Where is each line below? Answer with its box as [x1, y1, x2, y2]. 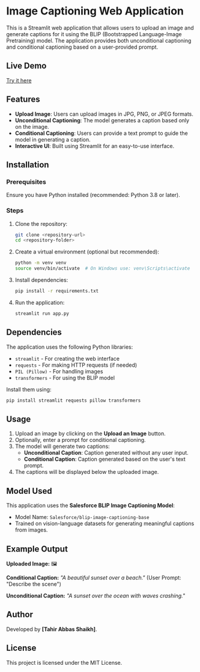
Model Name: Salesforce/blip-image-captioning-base [14, 514, 150, 521]
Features [6, 95, 40, 105]
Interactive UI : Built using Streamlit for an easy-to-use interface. [14, 142, 175, 149]
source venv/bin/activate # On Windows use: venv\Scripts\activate [14, 266, 190, 272]
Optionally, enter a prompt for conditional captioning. [14, 437, 146, 444]
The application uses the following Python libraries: [6, 343, 133, 350]
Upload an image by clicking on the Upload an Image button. [14, 430, 166, 437]
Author [6, 609, 33, 620]
